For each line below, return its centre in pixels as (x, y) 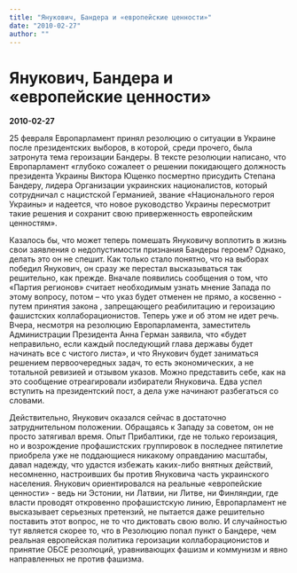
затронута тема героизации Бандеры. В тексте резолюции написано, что (148, 157)
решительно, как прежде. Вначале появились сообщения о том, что (139, 278)
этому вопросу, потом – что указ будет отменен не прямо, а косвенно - (145, 297)
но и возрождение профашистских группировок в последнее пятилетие (146, 446)
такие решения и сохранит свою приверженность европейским (131, 214)
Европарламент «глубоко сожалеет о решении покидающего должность (148, 167)
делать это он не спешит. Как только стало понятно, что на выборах (139, 259)
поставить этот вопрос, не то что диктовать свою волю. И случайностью (148, 522)
